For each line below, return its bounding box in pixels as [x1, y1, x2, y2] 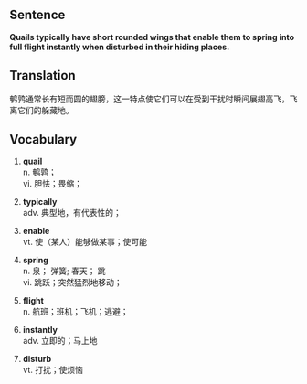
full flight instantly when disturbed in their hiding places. [9, 41, 230, 52]
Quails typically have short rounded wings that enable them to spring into [9, 31, 295, 42]
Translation [9, 68, 76, 83]
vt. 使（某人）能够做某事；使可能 [22, 237, 148, 248]
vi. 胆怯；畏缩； [22, 178, 83, 189]
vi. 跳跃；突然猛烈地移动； [22, 277, 123, 288]
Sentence [9, 7, 66, 23]
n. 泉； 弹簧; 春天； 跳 [22, 265, 107, 277]
